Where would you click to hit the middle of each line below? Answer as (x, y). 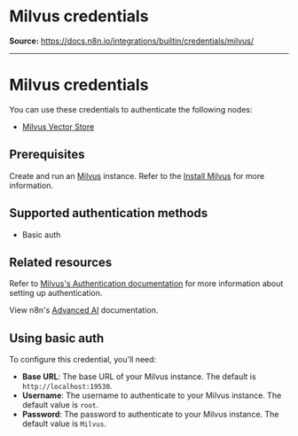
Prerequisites (47, 155)
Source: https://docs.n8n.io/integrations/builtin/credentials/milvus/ (132, 41)
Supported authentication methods (109, 213)
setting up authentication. (56, 293)
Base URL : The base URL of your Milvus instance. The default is (139, 377)
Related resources (61, 262)
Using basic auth (57, 338)
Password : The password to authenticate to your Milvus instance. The (150, 415)
